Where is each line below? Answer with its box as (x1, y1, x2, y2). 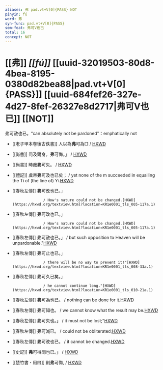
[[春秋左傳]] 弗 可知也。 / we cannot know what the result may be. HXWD (12, 307, 158, 313)
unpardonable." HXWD (12, 240, 57, 246)
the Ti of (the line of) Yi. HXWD (12, 177, 74, 183)
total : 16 (5, 30, 26, 35)
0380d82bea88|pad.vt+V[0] (5, 79, 126, 90)
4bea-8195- (5, 68, 55, 79)
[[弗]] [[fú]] (5, 57, 51, 69)
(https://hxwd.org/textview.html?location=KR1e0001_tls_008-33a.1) (12, 264, 153, 269)
